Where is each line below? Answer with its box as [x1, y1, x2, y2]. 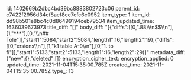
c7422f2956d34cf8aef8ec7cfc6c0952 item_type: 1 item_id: [6, 11, 151, 18]
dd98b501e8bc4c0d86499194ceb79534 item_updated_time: [6, 18, 154, 24]
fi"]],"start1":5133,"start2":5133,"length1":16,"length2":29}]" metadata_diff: [6, 49, 186, 55]
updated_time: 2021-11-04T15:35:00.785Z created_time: [6, 61, 142, 68]
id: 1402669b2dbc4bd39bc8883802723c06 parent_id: [6, 5, 140, 12]
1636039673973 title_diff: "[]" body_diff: [6, 24, 104, 31]
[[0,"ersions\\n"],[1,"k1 [6, 42, 59, 49]
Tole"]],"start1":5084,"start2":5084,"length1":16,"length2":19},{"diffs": [6, 36, 174, 43]
